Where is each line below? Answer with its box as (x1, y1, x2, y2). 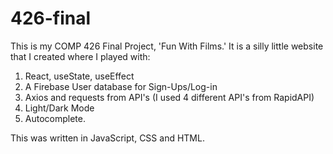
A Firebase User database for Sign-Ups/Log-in (24, 80, 218, 92)
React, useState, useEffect (24, 70, 135, 82)
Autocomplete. (24, 112, 86, 124)
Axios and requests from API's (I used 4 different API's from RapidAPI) (24, 91, 315, 103)
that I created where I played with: (10, 50, 151, 62)
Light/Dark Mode (24, 102, 95, 114)
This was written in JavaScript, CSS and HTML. (10, 132, 205, 144)
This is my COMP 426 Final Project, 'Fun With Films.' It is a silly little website (10, 40, 324, 52)
